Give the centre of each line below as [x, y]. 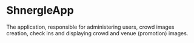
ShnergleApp [40, 10]
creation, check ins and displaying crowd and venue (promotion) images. [97, 33]
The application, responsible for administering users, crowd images [90, 27]
